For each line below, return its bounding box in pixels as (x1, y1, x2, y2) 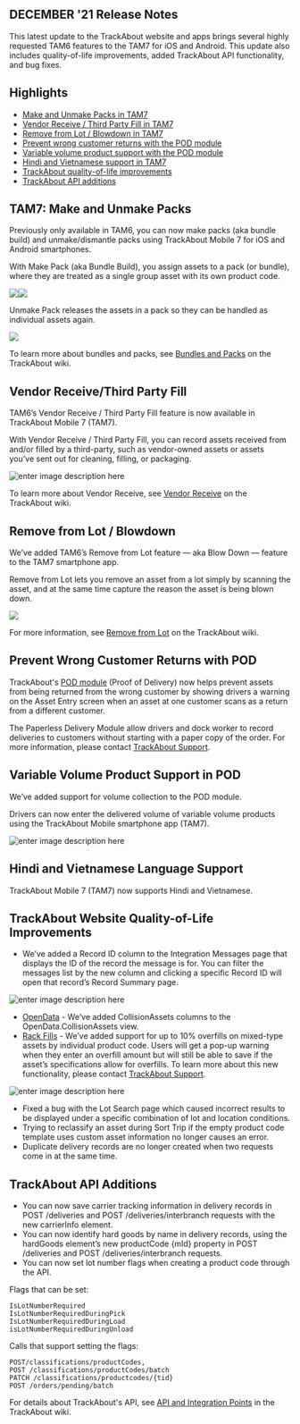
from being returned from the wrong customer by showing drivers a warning (9, 686, 290, 696)
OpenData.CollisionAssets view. (21, 1021, 139, 1032)
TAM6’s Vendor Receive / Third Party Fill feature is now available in (9, 408, 256, 418)
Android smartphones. (9, 244, 92, 255)
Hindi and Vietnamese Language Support (9, 862, 244, 877)
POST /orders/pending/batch (9, 1381, 114, 1391)
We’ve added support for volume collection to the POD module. (9, 791, 243, 802)
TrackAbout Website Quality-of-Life (9, 911, 214, 926)
